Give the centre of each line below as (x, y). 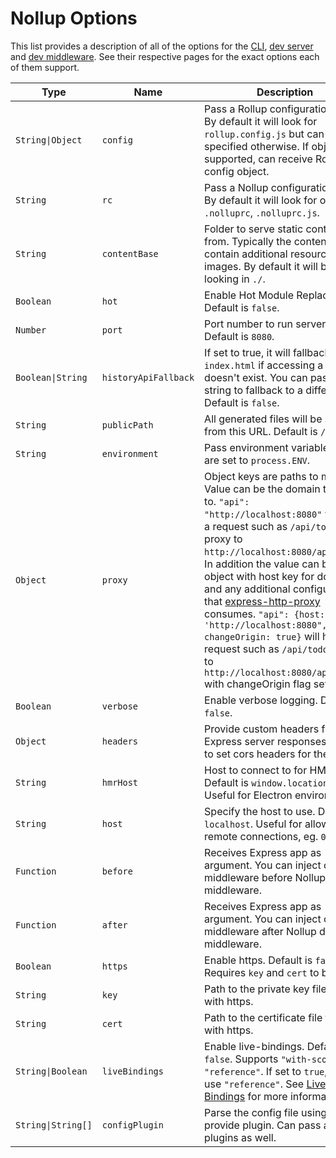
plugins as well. (240, 1137)
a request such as (246, 526)
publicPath (127, 425)
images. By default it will (261, 266)
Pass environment (246, 447)
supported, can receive (258, 159)
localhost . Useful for (253, 824)
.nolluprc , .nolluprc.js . (262, 212)
